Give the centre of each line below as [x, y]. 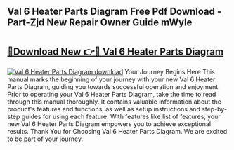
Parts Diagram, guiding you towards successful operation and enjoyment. [113, 87]
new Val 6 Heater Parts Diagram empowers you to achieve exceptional [109, 124]
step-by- [214, 109]
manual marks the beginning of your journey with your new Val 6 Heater [111, 79]
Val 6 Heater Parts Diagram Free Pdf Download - [115, 12]
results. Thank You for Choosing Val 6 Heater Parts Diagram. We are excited [117, 131]
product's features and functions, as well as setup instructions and [104, 109]
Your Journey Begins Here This [170, 72]
